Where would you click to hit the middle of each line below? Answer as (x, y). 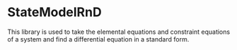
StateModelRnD (54, 12)
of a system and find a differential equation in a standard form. (98, 39)
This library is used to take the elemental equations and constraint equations (119, 32)
